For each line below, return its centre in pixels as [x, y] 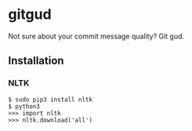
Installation [36, 61]
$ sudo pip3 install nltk [50, 100]
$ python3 [24, 106]
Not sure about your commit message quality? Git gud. [96, 36]
